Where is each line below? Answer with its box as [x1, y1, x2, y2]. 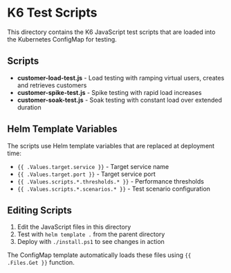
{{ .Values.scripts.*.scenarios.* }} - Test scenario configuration [17, 184, 211, 193]
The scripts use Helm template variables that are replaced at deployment [7, 141, 215, 150]
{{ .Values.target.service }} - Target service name [17, 162, 169, 170]
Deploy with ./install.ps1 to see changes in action [17, 238, 165, 246]
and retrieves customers [17, 81, 87, 89]
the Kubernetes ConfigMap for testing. [7, 35, 118, 43]
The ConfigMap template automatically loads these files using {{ [7, 251, 192, 259]
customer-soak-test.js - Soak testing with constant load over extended [17, 96, 223, 104]
